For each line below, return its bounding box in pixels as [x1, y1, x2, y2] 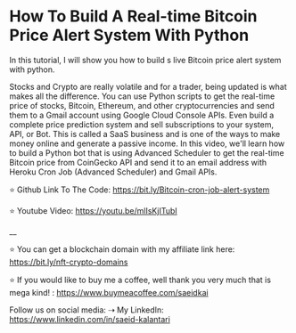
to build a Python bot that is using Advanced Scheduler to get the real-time [9, 147, 284, 158]
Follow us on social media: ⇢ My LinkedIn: [9, 305, 165, 315]
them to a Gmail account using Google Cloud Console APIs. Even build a [9, 110, 275, 120]
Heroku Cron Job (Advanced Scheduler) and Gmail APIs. [9, 166, 218, 177]
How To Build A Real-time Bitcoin [9, 6, 258, 27]
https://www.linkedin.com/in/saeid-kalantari [9, 313, 171, 324]
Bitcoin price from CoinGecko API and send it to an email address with [9, 157, 267, 167]
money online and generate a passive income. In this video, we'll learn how [9, 138, 285, 149]
